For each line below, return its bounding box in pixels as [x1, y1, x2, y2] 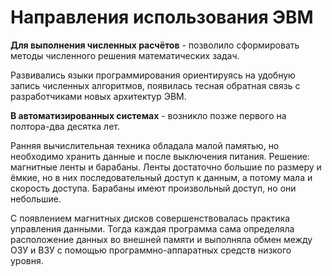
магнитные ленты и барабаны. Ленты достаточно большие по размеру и [10, 161, 322, 173]
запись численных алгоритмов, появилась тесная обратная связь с [10, 79, 301, 91]
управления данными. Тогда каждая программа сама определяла [10, 222, 295, 235]
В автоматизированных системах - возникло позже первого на [10, 109, 287, 121]
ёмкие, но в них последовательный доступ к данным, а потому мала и [10, 171, 313, 183]
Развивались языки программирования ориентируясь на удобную [10, 69, 296, 81]
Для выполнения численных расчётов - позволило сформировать [10, 39, 300, 51]
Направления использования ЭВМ [10, 6, 314, 29]
